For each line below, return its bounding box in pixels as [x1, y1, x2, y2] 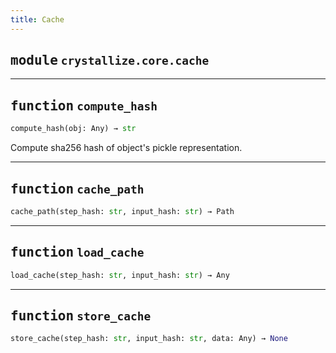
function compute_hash [10, 97, 158, 114]
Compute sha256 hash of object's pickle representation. [10, 142, 243, 154]
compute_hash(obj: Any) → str [10, 124, 137, 134]
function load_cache [10, 244, 145, 261]
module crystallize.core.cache [10, 52, 210, 69]
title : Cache [10, 14, 65, 25]
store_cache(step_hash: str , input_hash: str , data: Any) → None [10, 334, 288, 344]
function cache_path [10, 181, 145, 197]
